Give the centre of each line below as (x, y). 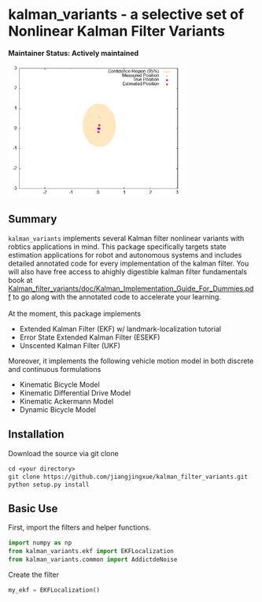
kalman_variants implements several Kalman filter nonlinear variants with (126, 238)
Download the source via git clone (64, 453)
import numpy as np (40, 543)
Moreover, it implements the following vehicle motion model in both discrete (131, 361)
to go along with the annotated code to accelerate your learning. (117, 296)
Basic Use (33, 509)
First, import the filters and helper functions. (80, 528)
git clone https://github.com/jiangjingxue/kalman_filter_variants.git (128, 477)
